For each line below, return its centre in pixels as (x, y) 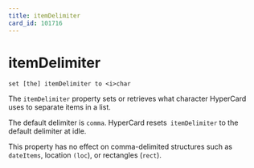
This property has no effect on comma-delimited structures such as (121, 147)
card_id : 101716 (35, 23)
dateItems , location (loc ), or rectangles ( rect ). (85, 155)
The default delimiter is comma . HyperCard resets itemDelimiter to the (123, 123)
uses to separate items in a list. (59, 107)
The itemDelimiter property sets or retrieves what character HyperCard (127, 99)
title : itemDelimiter (45, 16)
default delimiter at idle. (47, 131)
